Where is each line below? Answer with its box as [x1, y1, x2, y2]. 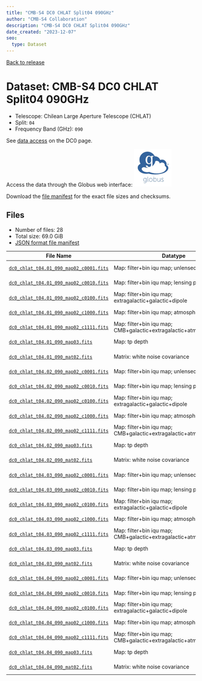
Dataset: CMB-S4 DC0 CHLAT [6, 80, 159, 93]
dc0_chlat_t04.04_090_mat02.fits [8, 664, 93, 670]
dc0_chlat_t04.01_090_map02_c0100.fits [8, 295, 109, 301]
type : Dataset [11, 42, 47, 48]
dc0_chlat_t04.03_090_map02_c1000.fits [8, 517, 109, 523]
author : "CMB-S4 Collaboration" [6, 16, 87, 22]
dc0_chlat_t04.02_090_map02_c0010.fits [8, 384, 109, 390]
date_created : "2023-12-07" [6, 29, 77, 35]
